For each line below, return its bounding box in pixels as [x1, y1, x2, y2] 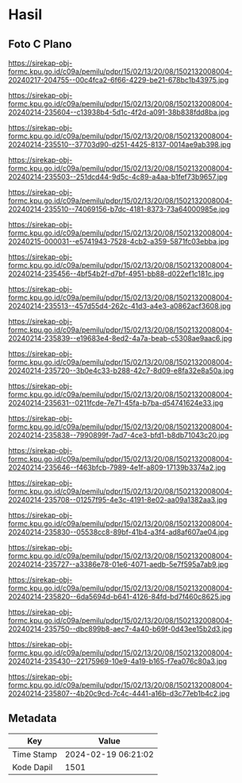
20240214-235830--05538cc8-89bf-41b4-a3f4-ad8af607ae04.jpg [8, 527, 229, 537]
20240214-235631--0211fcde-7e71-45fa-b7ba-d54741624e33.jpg [8, 398, 224, 407]
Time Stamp [12, 749, 58, 760]
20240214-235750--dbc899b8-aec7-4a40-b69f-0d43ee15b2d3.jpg [8, 624, 232, 634]
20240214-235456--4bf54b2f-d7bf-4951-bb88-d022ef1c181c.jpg [8, 269, 225, 278]
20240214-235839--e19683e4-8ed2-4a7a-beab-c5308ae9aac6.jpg [8, 334, 232, 343]
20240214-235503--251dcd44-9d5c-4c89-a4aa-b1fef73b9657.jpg [8, 172, 228, 181]
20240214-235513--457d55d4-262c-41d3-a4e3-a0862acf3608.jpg [8, 301, 232, 311]
